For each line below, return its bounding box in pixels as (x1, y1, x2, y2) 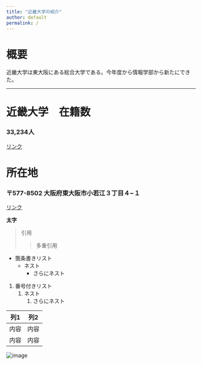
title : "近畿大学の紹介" (6, 8, 62, 15)
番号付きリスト (14, 283, 52, 290)
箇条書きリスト (14, 255, 52, 262)
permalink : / (6, 20, 39, 26)
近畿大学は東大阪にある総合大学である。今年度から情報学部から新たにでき (6, 68, 191, 76)
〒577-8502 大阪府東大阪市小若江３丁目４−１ (6, 189, 141, 197)
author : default (6, 14, 47, 20)
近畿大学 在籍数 (6, 105, 91, 119)
